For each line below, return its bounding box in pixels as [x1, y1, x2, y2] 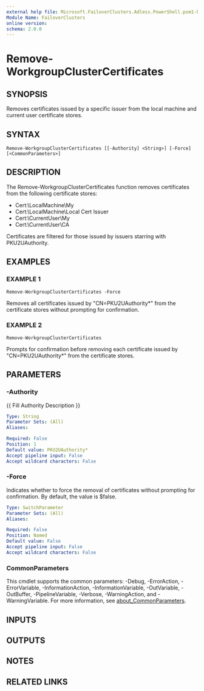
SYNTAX [6, 129, 41, 140]
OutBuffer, [6, 591, 32, 598]
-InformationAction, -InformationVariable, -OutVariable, [42, 584, 180, 591]
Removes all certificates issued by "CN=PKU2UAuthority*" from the [6, 299, 176, 307]
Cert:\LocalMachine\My [15, 201, 74, 208]
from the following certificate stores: [6, 190, 98, 197]
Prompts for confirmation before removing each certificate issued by [6, 345, 178, 352]
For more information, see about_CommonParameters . [50, 597, 186, 605]
